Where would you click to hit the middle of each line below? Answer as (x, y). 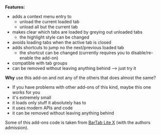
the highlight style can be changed (54, 37)
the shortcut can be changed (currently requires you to (75, 53)
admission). (17, 128)
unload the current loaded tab (49, 22)
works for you (26, 92)
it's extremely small (31, 97)
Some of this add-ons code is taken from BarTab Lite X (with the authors (78, 122)
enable (26, 58)
